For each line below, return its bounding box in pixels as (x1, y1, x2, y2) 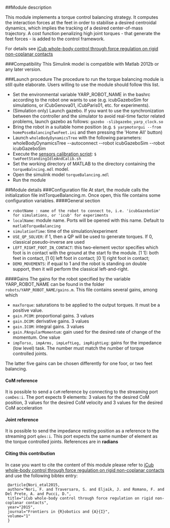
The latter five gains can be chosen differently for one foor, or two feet (5, 361, 153, 366)
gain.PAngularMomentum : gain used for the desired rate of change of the (12, 329, 161, 335)
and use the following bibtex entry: (5, 473, 78, 479)
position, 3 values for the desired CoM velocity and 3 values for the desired (5, 399, 163, 406)
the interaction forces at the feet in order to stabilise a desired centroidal (5, 20, 157, 25)
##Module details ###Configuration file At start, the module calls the (5, 187, 149, 193)
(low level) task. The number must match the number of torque (12, 345, 144, 351)
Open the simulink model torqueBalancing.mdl (12, 171, 110, 178)
